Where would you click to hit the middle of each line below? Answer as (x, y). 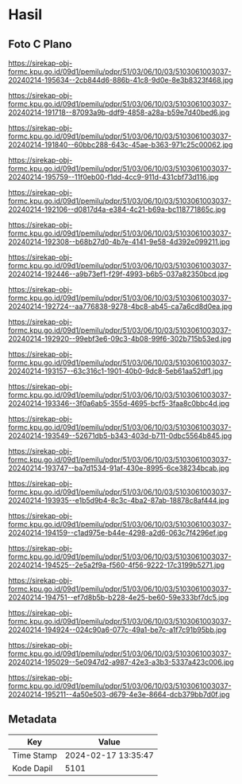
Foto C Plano (40, 44)
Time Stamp (35, 755)
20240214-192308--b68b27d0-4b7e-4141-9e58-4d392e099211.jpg (119, 242)
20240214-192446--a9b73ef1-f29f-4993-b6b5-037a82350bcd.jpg (118, 274)
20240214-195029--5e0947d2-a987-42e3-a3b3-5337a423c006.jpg (121, 662)
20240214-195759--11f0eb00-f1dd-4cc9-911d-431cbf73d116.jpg (113, 177)
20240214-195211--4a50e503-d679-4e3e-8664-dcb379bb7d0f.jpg (119, 694)
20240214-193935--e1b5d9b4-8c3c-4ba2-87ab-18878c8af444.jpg (119, 500)
